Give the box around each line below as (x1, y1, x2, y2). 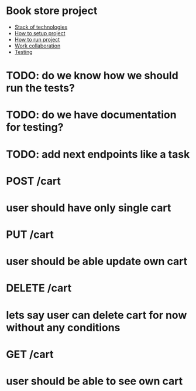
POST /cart (6, 174, 61, 188)
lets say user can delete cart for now (6, 308, 187, 322)
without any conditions (6, 321, 121, 334)
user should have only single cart (6, 201, 171, 215)
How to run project (14, 36, 60, 43)
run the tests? (6, 81, 75, 95)
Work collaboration (14, 42, 61, 49)
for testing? (6, 121, 64, 134)
